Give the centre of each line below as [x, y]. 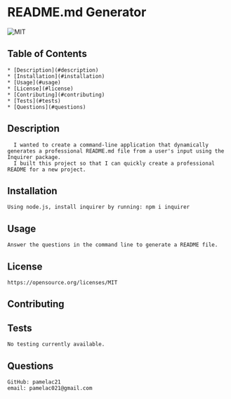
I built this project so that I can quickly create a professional [114, 163]
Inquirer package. [34, 157]
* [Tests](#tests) [34, 101]
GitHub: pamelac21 [34, 382]
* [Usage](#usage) [34, 82]
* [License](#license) [40, 89]
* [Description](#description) [53, 70]
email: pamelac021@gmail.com [50, 388]
